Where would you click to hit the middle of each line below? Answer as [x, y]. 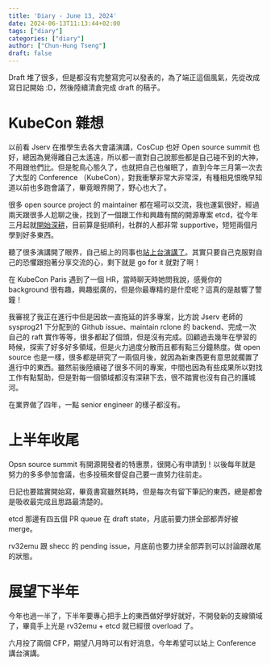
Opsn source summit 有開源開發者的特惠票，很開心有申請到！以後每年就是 [132, 464]
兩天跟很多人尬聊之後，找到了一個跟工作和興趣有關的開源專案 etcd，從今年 [133, 214]
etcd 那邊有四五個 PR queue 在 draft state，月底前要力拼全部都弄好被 [123, 519]
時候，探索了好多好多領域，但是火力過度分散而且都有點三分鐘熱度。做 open [134, 347]
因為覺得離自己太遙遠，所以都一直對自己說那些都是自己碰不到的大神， [146, 157]
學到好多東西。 [33, 234]
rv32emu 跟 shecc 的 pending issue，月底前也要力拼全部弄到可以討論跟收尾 [135, 545]
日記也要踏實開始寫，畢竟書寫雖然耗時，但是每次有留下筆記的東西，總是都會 [135, 491]
